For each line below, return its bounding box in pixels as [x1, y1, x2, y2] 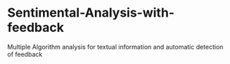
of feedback [7, 50, 43, 58]
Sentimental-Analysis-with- [7, 5, 174, 21]
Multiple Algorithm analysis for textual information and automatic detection [7, 42, 224, 51]
